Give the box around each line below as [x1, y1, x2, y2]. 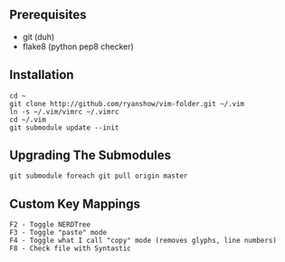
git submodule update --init [9, 122, 119, 132]
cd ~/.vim [9, 115, 47, 124]
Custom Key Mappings [9, 196, 140, 211]
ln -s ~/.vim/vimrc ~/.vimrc [9, 107, 119, 116]
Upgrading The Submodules [9, 148, 172, 163]
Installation [9, 67, 74, 82]
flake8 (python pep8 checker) [22, 41, 134, 52]
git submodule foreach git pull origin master [9, 171, 188, 180]
